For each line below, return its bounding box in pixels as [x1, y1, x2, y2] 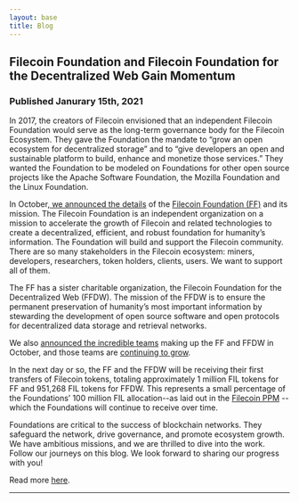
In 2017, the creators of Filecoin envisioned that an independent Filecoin [9, 115, 273, 126]
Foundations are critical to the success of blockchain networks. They [9, 420, 263, 431]
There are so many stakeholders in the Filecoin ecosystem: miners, [9, 246, 255, 257]
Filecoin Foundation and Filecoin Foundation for [9, 54, 279, 70]
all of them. [9, 265, 51, 276]
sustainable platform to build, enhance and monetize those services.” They [9, 153, 284, 164]
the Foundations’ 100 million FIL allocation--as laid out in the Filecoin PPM [9, 393, 280, 404]
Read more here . [9, 474, 70, 486]
